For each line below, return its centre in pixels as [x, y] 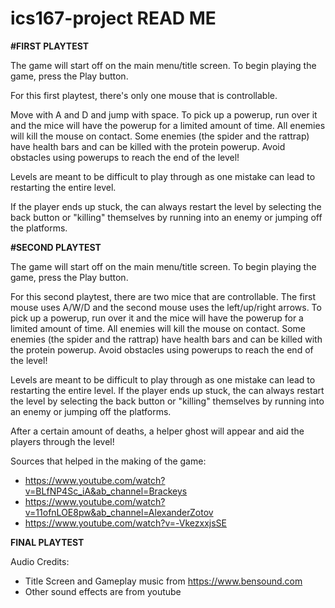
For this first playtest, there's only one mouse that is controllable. [144, 95]
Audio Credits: [40, 561]
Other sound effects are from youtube [103, 591]
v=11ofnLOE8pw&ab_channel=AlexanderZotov [119, 512]
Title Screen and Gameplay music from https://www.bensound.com [163, 581]
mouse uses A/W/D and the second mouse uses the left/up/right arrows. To [166, 307]
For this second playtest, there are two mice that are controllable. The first [163, 296]
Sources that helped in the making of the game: [108, 461]
